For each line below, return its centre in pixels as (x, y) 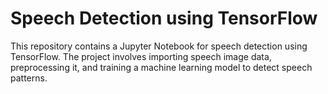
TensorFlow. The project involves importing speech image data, (141, 56)
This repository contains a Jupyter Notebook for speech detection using (159, 46)
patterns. (29, 78)
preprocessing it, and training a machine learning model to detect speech (161, 67)
